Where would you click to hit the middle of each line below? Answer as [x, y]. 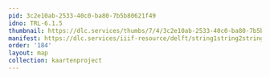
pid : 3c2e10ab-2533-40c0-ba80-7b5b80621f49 [82, 16]
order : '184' [30, 46]
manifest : [25, 38]
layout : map [28, 53]
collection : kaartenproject [55, 61]
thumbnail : [27, 30]
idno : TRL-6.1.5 [35, 23]
